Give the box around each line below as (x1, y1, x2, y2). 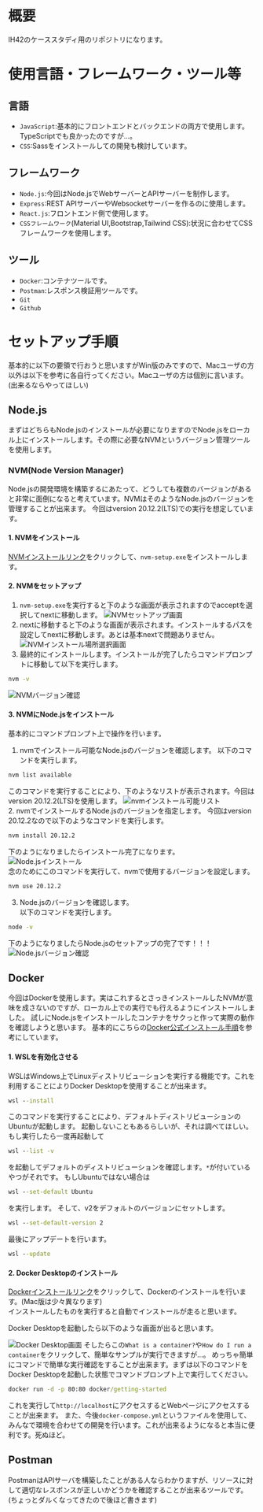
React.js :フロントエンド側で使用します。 (19, 208, 153, 217)
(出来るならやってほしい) (8, 380, 89, 390)
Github (19, 304, 42, 312)
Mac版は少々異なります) (23, 1297, 103, 1306)
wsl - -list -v (8, 1147, 55, 1155)
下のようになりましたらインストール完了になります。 (8, 847, 180, 856)
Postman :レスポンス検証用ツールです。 (19, 285, 143, 295)
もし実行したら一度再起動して (8, 1132, 104, 1141)
